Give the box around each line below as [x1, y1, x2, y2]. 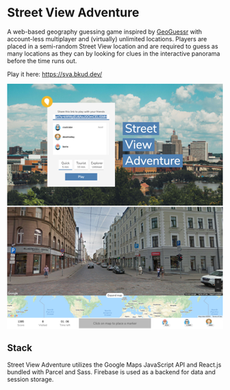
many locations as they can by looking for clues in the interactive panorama [7, 49, 220, 58]
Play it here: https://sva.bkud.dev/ [7, 70, 103, 78]
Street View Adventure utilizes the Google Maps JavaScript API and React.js [7, 360, 222, 369]
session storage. [7, 375, 54, 383]
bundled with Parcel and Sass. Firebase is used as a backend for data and [7, 367, 216, 376]
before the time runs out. [7, 56, 77, 65]
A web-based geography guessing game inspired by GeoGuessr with [7, 27, 203, 36]
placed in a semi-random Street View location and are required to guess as [7, 42, 218, 50]
